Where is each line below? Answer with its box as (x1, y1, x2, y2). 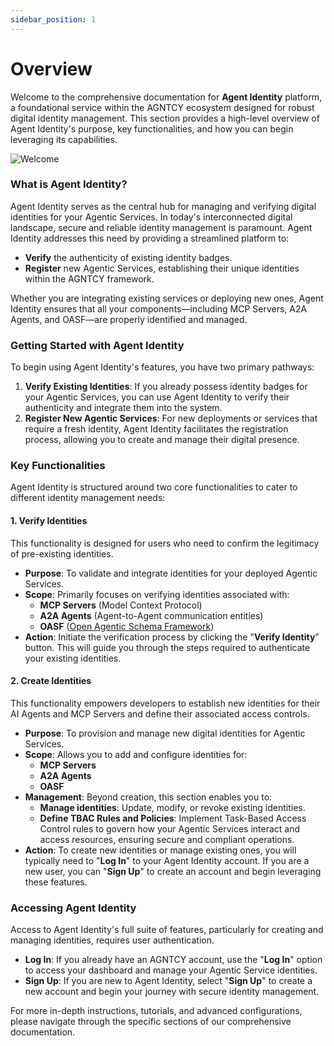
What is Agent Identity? (10, 177, 128, 191)
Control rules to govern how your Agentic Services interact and (39, 822, 301, 835)
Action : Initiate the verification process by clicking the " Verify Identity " (24, 631, 320, 643)
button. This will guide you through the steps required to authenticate (24, 641, 311, 653)
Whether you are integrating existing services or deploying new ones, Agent (10, 292, 324, 304)
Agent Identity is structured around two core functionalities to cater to (10, 481, 298, 493)
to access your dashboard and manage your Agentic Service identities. (24, 964, 318, 976)
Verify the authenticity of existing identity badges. (24, 251, 233, 263)
